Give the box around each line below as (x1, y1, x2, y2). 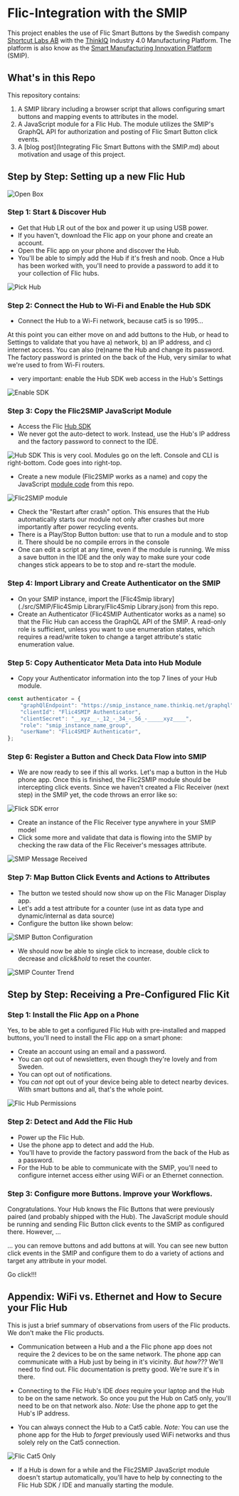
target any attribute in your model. (7, 1257, 107, 1265)
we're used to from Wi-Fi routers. (7, 361, 105, 370)
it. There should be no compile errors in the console (17, 538, 170, 546)
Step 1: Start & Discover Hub (7, 207, 107, 217)
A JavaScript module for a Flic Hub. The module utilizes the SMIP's (17, 120, 215, 128)
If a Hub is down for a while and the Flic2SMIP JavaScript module (17, 1465, 210, 1474)
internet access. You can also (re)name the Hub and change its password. (7, 345, 225, 354)
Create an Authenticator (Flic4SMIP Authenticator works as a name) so (17, 610, 226, 618)
